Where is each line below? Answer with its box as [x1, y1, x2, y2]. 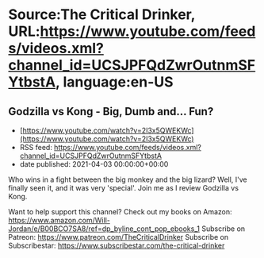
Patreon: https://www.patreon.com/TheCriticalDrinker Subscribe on [8, 233, 229, 241]
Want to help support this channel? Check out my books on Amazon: [8, 207, 232, 216]
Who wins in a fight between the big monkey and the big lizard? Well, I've [8, 175, 247, 184]
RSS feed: [19, 143, 53, 152]
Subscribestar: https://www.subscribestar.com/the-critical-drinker [8, 241, 225, 250]
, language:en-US [55, 73, 174, 91]
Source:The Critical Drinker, [8, 6, 196, 24]
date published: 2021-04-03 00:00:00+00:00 [19, 160, 169, 168]
